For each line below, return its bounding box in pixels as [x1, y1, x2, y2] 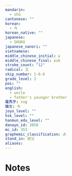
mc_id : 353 [5, 127, 28, 132]
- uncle [9, 90, 26, 95]
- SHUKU [9, 40, 26, 45]
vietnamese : [5, 49, 30, 54]
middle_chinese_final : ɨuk [5, 58, 61, 63]
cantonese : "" [5, 16, 35, 21]
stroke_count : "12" [5, 62, 45, 67]
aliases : [5, 141, 23, 146]
